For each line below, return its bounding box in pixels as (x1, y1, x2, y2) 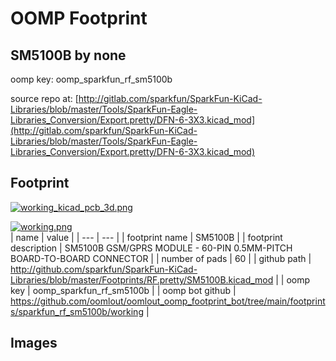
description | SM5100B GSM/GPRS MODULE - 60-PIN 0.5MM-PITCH (10, 242, 293, 254)
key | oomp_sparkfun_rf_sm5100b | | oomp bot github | (10, 284, 237, 296)
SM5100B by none (10, 47, 127, 64)
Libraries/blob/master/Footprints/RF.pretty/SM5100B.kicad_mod (10, 273, 274, 286)
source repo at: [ (10, 93, 79, 104)
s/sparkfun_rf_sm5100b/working (10, 305, 144, 317)
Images (10, 335, 58, 352)
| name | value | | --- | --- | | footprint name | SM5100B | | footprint (10, 231, 283, 243)
